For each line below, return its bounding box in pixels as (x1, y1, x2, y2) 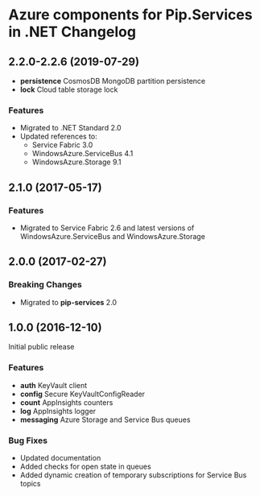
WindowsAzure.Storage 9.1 (31, 157, 122, 167)
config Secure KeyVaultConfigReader (19, 389, 146, 399)
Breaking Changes (8, 279, 83, 291)
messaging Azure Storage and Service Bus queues (19, 415, 191, 424)
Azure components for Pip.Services (8, 6, 253, 24)
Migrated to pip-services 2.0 (19, 297, 118, 307)
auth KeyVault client (19, 380, 88, 390)
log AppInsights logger (19, 406, 97, 415)
